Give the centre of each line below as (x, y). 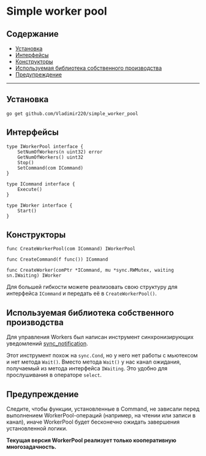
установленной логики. (37, 428)
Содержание (33, 34)
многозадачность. (32, 447)
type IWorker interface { (39, 205)
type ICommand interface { (41, 184)
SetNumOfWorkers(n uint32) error (60, 152)
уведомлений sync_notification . (47, 343)
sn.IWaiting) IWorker (34, 276)
